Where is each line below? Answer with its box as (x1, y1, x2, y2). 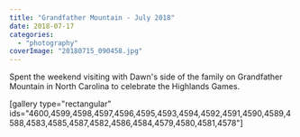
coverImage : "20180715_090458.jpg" (9, 47, 143, 56)
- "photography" (17, 38, 78, 48)
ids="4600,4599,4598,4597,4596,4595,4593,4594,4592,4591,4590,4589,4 (9, 108, 291, 119)
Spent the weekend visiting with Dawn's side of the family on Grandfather (9, 71, 283, 82)
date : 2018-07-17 (9, 22, 75, 31)
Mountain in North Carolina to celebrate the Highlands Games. (9, 81, 241, 92)
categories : (9, 30, 54, 39)
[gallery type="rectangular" (9, 98, 112, 109)
